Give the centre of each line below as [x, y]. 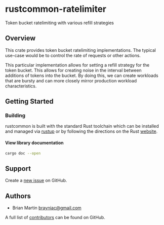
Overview [20, 38]
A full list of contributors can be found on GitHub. [55, 218]
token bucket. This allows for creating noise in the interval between [73, 70]
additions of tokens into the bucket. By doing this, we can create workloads [82, 75]
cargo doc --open [23, 153]
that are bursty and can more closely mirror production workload [71, 80]
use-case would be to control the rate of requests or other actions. [73, 55]
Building [15, 115]
